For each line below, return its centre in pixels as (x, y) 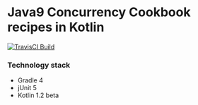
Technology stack (39, 65)
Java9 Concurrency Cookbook (99, 12)
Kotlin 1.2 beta (38, 95)
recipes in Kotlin (56, 27)
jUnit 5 (27, 88)
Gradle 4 (30, 80)
